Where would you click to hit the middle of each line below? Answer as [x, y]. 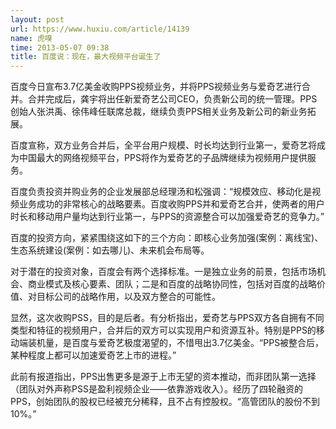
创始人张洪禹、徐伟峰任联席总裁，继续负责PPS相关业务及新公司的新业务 [159, 112]
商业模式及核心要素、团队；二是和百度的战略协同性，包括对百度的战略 [172, 284]
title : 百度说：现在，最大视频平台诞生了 [86, 57]
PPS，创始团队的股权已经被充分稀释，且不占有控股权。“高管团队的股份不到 [165, 402]
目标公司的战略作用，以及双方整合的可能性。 [128, 297]
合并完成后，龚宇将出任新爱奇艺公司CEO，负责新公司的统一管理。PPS [172, 99]
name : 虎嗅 [31, 38]
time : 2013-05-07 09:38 [60, 47]
